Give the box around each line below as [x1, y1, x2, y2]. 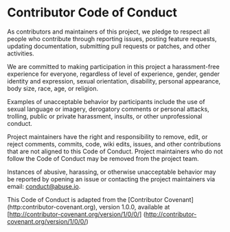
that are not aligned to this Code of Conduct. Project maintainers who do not [7, 147, 223, 155]
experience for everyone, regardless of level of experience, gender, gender [7, 70, 220, 78]
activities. [7, 49, 34, 57]
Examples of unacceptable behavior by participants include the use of [7, 97, 205, 105]
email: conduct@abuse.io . [7, 182, 81, 190]
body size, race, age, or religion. [7, 84, 98, 92]
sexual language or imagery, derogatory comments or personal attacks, [7, 105, 209, 113]
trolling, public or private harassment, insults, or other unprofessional [7, 112, 203, 120]
